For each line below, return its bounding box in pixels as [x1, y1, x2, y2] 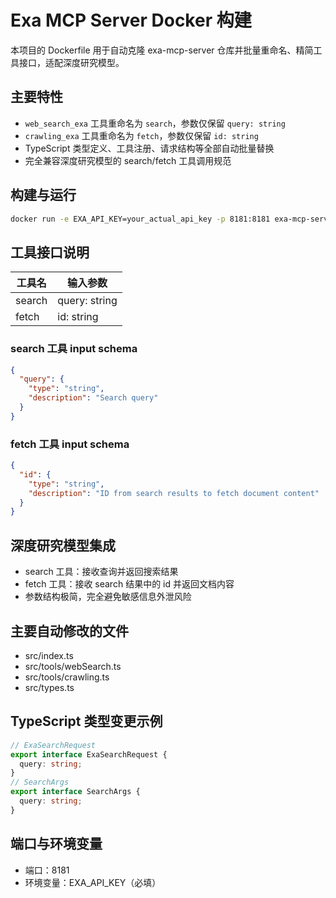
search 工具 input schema [10, 342, 138, 356]
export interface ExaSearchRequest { [10, 749, 168, 760]
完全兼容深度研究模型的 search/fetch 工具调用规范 [24, 154, 232, 166]
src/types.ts [24, 681, 75, 693]
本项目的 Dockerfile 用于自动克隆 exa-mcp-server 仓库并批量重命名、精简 [10, 44, 314, 56]
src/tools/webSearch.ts [24, 660, 122, 672]
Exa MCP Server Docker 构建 [10, 9, 252, 32]
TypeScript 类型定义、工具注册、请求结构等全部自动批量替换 [24, 142, 275, 154]
